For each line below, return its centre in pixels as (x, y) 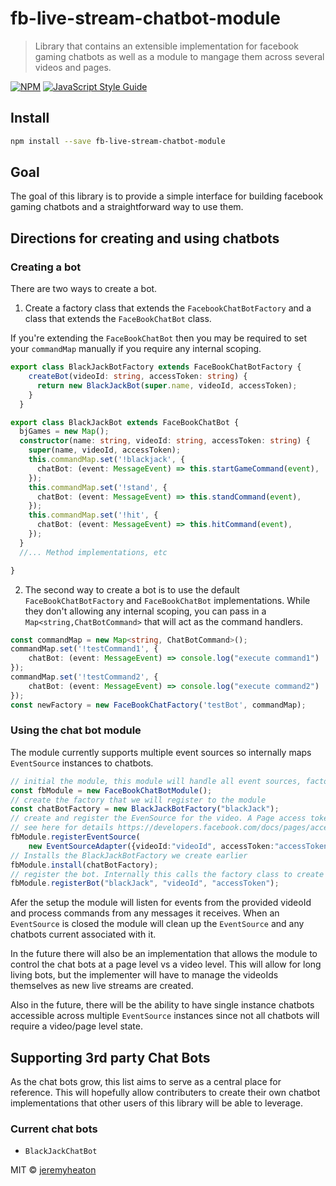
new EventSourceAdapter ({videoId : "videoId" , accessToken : (151, 846)
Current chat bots (54, 1129)
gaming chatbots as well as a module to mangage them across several (179, 56)
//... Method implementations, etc (93, 552)
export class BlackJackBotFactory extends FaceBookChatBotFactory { (156, 367)
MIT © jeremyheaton (53, 1170)
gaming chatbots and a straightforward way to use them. (127, 207)
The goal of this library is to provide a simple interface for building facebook (167, 196)
